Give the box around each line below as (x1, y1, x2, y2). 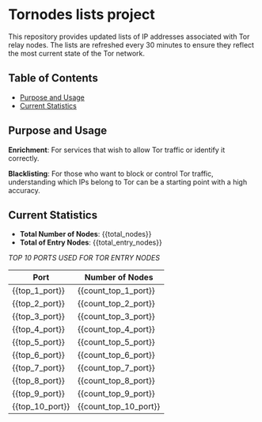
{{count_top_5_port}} (78, 336, 156, 348)
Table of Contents (8, 71, 99, 85)
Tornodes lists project (8, 6, 156, 24)
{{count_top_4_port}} (78, 324, 156, 335)
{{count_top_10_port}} (78, 401, 161, 412)
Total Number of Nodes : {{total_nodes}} (19, 230, 152, 239)
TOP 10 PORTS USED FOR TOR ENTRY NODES (8, 253, 161, 263)
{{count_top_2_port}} (78, 298, 156, 310)
